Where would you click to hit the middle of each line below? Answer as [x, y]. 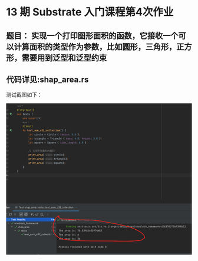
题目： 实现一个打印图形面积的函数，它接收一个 [92, 36]
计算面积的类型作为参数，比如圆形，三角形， [95, 47]
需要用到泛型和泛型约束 [64, 57]
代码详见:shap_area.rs [47, 79]
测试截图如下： [24, 95]
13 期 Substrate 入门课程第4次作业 [90, 12]
